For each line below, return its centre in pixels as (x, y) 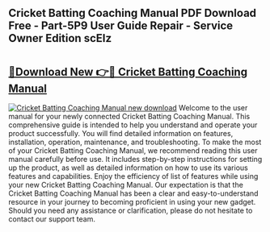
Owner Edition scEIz (60, 38)
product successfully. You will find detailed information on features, (121, 133)
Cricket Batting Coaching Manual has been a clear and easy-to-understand (133, 193)
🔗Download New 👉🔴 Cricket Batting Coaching (128, 72)
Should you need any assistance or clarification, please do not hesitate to (131, 210)
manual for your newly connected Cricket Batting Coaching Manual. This (129, 116)
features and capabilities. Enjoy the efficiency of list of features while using (133, 176)
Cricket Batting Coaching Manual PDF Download (133, 13)
